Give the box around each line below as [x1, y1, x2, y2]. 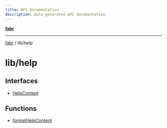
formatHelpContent [12, 118, 52, 124]
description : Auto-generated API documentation [5, 12, 106, 17]
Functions [5, 104, 37, 113]
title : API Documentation [5, 7, 59, 12]
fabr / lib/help [5, 40, 33, 46]
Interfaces [5, 77, 38, 85]
